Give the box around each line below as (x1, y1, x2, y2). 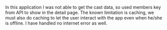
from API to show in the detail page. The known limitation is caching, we (5, 9, 154, 15)
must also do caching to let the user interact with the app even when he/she (5, 15, 162, 20)
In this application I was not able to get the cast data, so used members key (5, 4, 161, 10)
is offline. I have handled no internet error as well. (5, 20, 108, 26)
